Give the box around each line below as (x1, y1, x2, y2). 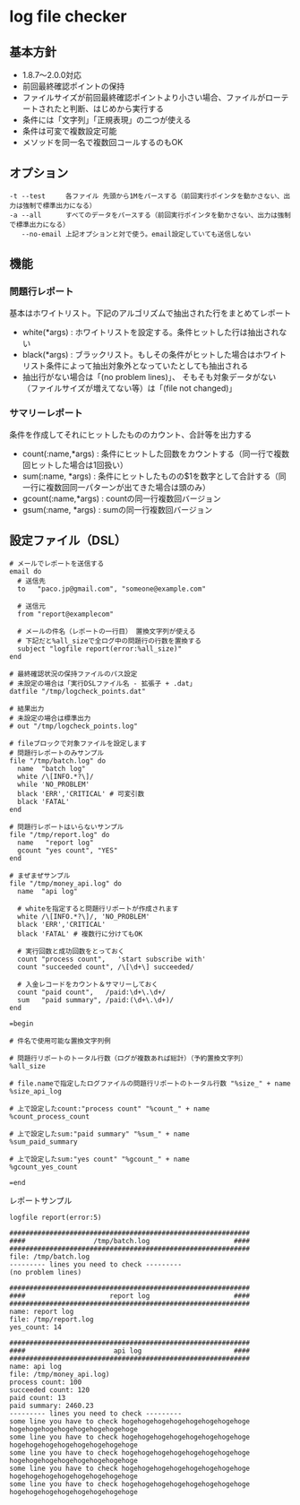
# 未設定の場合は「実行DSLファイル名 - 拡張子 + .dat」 (9, 679, 197, 688)
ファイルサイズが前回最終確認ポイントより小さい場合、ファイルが (21, 92, 266, 102)
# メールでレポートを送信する (9, 558, 105, 568)
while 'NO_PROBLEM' (17, 780, 90, 789)
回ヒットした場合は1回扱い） (21, 459, 128, 470)
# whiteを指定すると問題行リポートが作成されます (17, 904, 179, 913)
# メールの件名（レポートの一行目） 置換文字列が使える (17, 627, 196, 636)
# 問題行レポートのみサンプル (9, 748, 105, 757)
